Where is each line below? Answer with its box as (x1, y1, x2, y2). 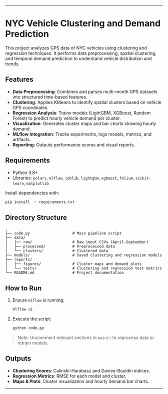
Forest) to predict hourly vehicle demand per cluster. (12, 115, 121, 121)
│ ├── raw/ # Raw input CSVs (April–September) (5, 239, 149, 245)
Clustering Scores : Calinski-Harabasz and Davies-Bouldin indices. (12, 367, 150, 373)
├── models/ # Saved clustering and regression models (5, 253, 162, 258)
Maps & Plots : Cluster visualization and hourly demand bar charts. (12, 378, 149, 384)
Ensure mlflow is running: (12, 297, 65, 303)
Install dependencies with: (5, 189, 59, 195)
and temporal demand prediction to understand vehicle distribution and (5, 55, 152, 61)
